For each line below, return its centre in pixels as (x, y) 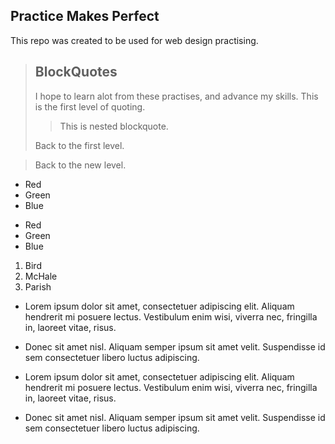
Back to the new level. (80, 165)
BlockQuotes (76, 72)
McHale (41, 276)
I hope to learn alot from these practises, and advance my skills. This (176, 96)
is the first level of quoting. (90, 106)
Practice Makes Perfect (85, 16)
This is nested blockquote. (114, 126)
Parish (38, 286)
